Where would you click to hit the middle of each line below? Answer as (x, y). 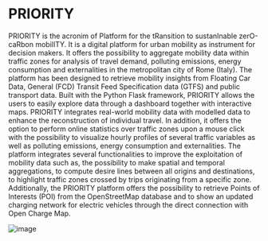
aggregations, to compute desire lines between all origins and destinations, (132, 171)
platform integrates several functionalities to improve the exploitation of (126, 154)
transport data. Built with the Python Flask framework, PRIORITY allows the (132, 95)
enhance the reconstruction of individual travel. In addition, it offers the (125, 120)
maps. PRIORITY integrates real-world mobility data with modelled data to (130, 111)
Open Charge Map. (39, 213)
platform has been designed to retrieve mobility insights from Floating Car (130, 78)
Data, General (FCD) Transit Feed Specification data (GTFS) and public (124, 86)
